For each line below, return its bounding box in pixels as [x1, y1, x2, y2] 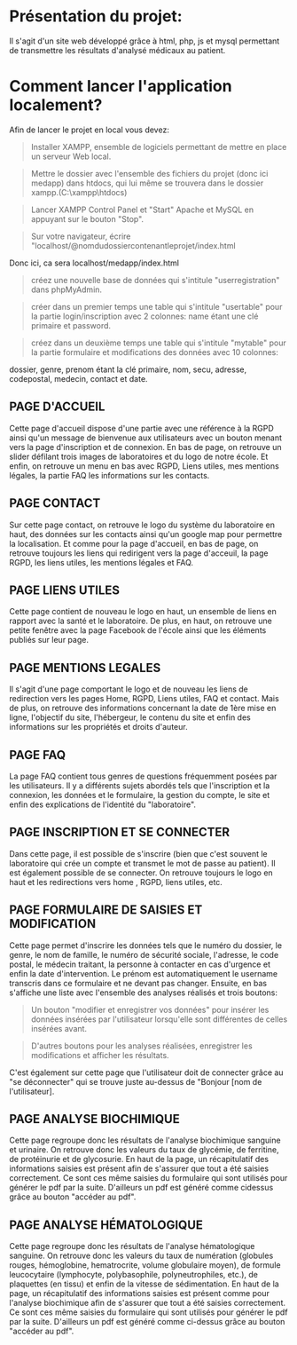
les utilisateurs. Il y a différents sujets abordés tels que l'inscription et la [9, 779, 270, 791]
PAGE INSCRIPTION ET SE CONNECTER [9, 825, 231, 840]
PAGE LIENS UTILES [9, 582, 121, 597]
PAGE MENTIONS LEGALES [9, 660, 161, 676]
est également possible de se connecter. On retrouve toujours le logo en [9, 867, 273, 878]
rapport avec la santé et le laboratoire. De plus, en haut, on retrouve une [9, 615, 272, 627]
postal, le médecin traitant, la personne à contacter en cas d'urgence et [9, 959, 270, 969]
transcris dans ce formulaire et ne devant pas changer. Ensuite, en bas [9, 977, 268, 988]
